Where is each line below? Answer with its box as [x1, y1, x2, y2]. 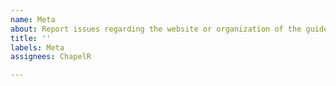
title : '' [10, 33, 52, 43]
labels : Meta [10, 42, 65, 53]
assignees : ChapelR [10, 52, 92, 62]
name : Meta [10, 14, 56, 25]
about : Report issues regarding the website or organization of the [10, 24, 302, 34]
